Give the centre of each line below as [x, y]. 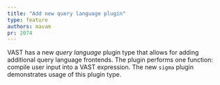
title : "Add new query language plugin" [67, 13]
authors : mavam [29, 26]
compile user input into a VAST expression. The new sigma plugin [100, 67]
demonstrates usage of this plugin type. [64, 75]
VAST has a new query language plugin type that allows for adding [103, 53]
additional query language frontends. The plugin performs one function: [110, 60]
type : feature [28, 20]
